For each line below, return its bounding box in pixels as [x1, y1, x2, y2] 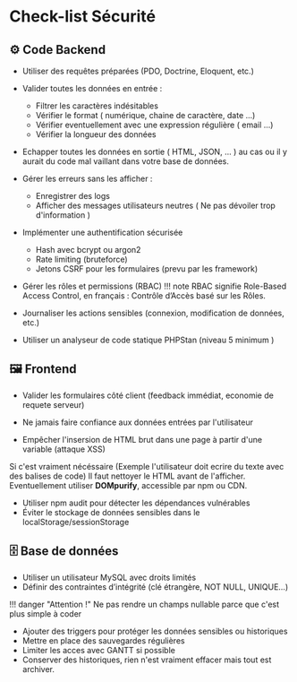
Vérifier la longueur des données [35, 129, 157, 140]
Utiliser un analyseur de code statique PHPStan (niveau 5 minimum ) [21, 334, 275, 345]
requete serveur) [21, 399, 85, 410]
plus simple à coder [9, 608, 82, 619]
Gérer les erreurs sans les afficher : [21, 173, 153, 184]
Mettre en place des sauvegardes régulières [21, 635, 185, 646]
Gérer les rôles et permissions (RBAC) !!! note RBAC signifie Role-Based [21, 281, 287, 291]
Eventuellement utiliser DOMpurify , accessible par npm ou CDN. [9, 479, 248, 490]
